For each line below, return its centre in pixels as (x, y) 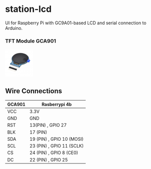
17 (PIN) (38, 132)
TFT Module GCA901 (30, 41)
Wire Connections (34, 91)
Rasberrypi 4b (56, 104)
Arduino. (14, 28)
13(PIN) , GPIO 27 (48, 125)
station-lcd (28, 9)
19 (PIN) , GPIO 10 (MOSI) (57, 139)
